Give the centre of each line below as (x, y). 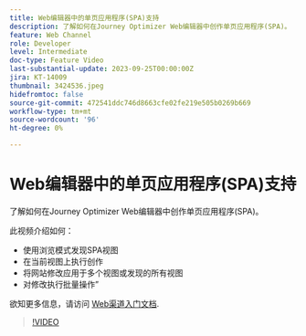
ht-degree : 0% (37, 129)
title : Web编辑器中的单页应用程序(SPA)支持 (84, 18)
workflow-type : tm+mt (51, 111)
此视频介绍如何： (42, 230)
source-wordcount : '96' (55, 120)
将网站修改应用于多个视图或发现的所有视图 (103, 273)
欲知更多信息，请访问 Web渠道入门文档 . (84, 303)
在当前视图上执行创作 (63, 261)
